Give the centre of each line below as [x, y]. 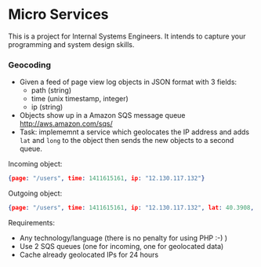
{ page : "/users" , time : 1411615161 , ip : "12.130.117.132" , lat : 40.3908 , [131, 208]
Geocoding [29, 64]
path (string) [51, 90]
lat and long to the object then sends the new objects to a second [127, 141]
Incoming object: [35, 164]
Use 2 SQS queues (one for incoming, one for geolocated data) [121, 246]
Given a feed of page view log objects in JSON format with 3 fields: [128, 82]
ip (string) [47, 107]
